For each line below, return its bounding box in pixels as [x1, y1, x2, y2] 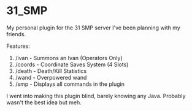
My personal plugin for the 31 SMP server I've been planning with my [6, 24, 181, 31]
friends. [6, 30, 26, 37]
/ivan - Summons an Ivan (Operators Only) [15, 54, 123, 61]
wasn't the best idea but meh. [6, 99, 82, 106]
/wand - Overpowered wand [15, 74, 87, 81]
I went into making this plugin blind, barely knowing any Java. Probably [6, 92, 186, 99]
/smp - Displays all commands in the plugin [15, 80, 125, 88]
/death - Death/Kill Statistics [15, 67, 87, 74]
